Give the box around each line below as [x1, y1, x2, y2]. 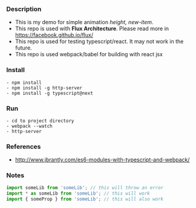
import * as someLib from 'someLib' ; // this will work [6, 190, 150, 197]
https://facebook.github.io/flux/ [15, 31, 94, 39]
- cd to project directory [6, 117, 74, 124]
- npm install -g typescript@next [6, 90, 94, 96]
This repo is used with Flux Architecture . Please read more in [15, 25, 169, 32]
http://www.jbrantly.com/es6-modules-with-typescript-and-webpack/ [15, 156, 190, 163]
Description [6, 5, 42, 13]
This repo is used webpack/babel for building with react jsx [15, 51, 163, 58]
